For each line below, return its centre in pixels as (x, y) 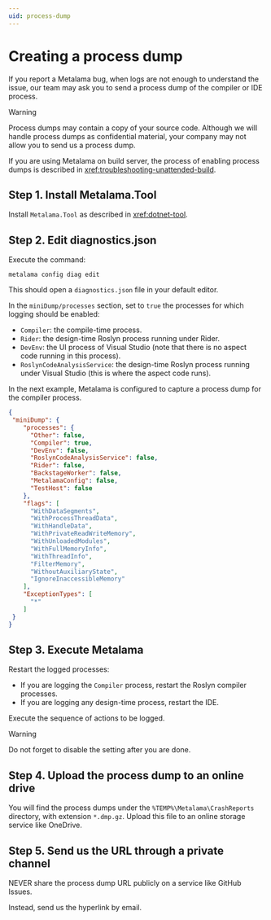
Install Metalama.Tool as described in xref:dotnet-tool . (98, 215)
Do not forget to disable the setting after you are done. (100, 750)
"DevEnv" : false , (59, 450)
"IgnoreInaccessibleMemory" (78, 579)
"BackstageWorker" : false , (76, 473)
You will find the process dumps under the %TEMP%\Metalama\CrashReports (131, 808)
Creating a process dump (96, 56)
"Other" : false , (57, 435)
